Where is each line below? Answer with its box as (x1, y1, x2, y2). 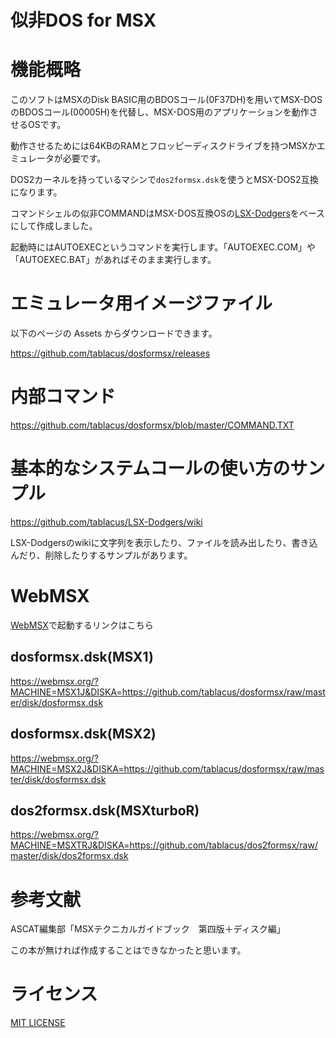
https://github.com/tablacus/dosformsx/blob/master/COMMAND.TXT (10, 419, 295, 431)
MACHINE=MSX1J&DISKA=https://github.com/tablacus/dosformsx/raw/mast (10, 686, 326, 698)
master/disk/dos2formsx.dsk (10, 850, 129, 862)
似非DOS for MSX (10, 9, 157, 32)
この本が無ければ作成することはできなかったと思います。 (10, 944, 247, 956)
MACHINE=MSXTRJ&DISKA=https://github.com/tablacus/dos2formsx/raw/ (10, 839, 318, 851)
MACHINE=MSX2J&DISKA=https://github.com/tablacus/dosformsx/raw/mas (10, 762, 325, 775)
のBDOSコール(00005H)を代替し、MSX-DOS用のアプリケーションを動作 (10, 106, 310, 118)
